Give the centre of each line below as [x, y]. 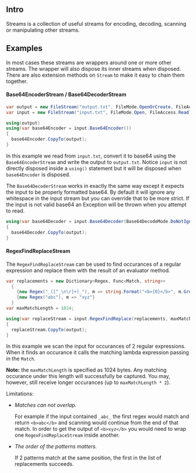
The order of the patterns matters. [56, 447]
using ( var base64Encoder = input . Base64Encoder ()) [69, 128]
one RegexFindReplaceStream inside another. [67, 435]
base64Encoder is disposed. [38, 174]
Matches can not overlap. [45, 405]
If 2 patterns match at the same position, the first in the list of [88, 458]
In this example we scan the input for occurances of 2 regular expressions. [96, 346]
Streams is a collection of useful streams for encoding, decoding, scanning [96, 23]
